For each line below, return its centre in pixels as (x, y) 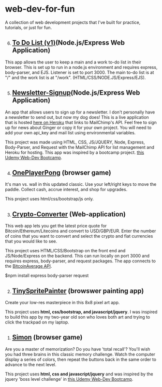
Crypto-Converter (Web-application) (69, 214)
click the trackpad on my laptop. (37, 322)
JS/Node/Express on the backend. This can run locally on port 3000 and (77, 256)
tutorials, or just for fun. (29, 27)
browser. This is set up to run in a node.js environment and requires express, (81, 67)
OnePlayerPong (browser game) (61, 172)
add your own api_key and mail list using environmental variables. (70, 132)
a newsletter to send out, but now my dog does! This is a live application (77, 117)
